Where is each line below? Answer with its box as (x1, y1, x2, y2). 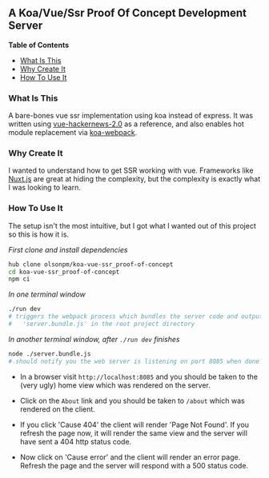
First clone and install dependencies (8, 245, 128, 254)
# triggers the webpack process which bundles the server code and (8, 313, 239, 321)
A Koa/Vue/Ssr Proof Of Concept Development (8, 6, 247, 20)
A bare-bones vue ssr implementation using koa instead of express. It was (8, 111, 254, 121)
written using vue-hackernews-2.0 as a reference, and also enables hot (8, 119, 244, 129)
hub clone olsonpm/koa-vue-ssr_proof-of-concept (8, 260, 174, 269)
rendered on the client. (19, 404, 96, 414)
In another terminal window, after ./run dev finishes (8, 334, 180, 344)
